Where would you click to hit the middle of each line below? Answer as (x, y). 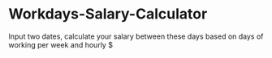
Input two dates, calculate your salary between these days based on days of (136, 36)
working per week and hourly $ (61, 44)
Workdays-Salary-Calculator (108, 14)
